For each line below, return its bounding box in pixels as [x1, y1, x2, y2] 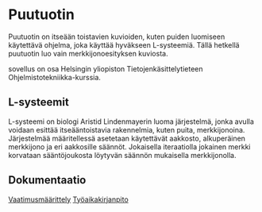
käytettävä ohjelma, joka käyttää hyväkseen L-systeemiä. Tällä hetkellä [8, 40, 240, 49]
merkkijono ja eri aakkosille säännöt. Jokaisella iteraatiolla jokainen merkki [8, 141, 252, 152]
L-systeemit [8, 95, 69, 109]
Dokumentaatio [8, 173, 87, 187]
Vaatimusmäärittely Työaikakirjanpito [8, 195, 129, 204]
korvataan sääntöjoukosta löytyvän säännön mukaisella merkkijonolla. [8, 150, 237, 160]
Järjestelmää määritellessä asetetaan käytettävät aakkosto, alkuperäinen [8, 133, 246, 143]
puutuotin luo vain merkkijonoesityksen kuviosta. [8, 48, 168, 58]
